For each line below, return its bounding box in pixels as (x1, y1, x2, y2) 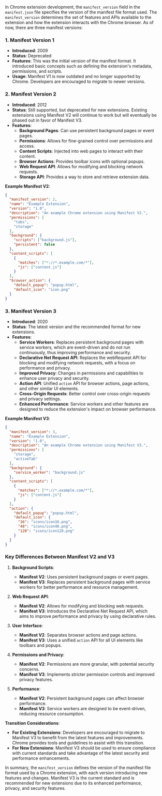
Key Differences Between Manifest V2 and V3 (5, 553, 115, 560)
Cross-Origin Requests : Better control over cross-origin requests (19, 390, 150, 396)
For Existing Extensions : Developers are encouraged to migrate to (12, 729, 145, 735)
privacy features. (19, 676, 53, 682)
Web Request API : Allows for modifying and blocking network (19, 163, 143, 169)
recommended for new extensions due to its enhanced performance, (5, 780, 143, 786)
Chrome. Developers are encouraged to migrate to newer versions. (12, 78, 146, 84)
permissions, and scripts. (12, 68, 63, 74)
